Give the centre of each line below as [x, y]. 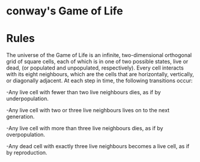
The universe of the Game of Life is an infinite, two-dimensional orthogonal [99, 55]
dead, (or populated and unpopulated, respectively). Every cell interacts [95, 68]
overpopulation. [26, 135]
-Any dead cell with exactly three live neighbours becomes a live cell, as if [98, 146]
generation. [20, 117]
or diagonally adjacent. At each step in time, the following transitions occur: [100, 81]
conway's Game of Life [65, 11]
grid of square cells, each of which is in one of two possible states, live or [97, 62]
